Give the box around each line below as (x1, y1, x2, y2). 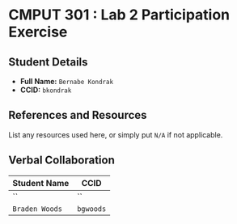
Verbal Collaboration (8, 154, 115, 167)
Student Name (12, 177, 70, 188)
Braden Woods (12, 204, 63, 213)
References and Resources (8, 108, 147, 122)
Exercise (8, 23, 68, 41)
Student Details (8, 55, 88, 69)
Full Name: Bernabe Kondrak (19, 77, 114, 86)
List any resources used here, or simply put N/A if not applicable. (8, 129, 223, 139)
